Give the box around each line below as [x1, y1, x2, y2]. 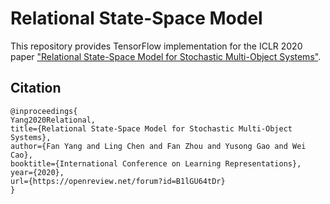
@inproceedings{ [10, 106, 78, 116]
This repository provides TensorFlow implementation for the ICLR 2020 [10, 40, 303, 52]
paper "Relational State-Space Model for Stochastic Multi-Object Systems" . [10, 50, 322, 62]
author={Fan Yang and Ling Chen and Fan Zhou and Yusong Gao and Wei [10, 141, 307, 151]
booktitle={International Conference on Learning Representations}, [10, 158, 302, 169]
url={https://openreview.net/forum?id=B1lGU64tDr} [10, 176, 226, 186]
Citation [10, 80, 62, 97]
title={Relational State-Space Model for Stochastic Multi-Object [10, 123, 293, 134]
